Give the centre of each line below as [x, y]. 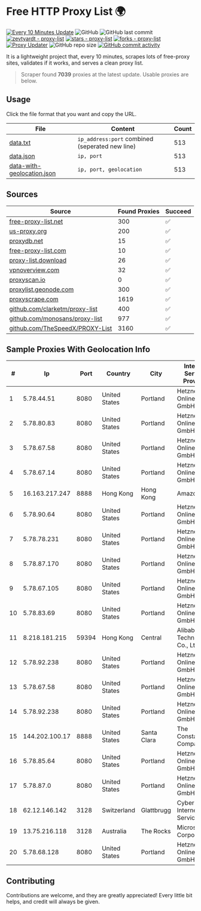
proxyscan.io [28, 280]
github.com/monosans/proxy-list [56, 319]
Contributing [31, 881]
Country [118, 374]
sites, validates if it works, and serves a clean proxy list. [75, 63]
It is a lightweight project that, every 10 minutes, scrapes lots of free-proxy [98, 56]
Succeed [178, 211]
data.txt [20, 142]
